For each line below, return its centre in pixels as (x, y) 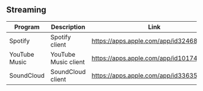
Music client (68, 61)
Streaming (26, 10)
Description (68, 27)
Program (27, 27)
